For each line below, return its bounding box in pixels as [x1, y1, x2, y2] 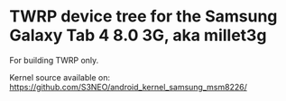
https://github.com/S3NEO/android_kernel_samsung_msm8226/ [9, 81, 248, 92]
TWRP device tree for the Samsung [9, 6, 278, 27]
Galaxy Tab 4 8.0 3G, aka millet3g [9, 25, 267, 46]
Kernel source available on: [9, 72, 111, 82]
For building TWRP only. [9, 55, 99, 65]
